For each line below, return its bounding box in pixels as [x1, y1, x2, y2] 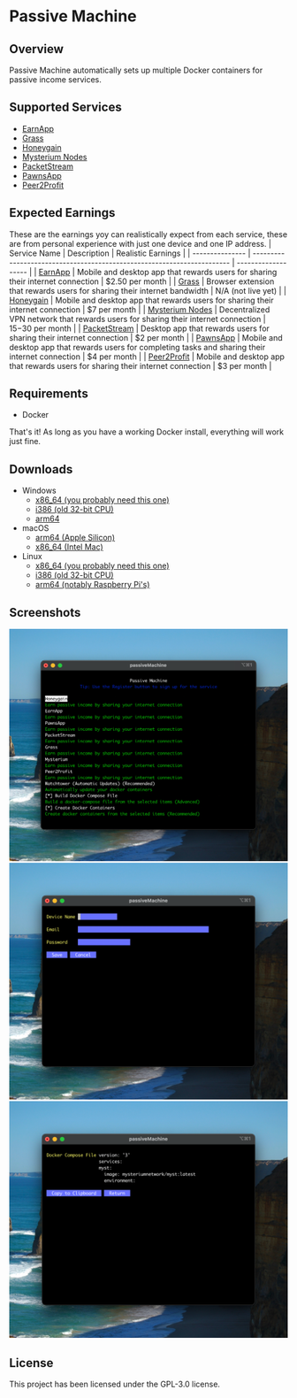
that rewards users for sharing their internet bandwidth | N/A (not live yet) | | [9, 285, 287, 296]
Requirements [9, 387, 88, 402]
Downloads [9, 462, 73, 477]
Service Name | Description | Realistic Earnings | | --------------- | [9, 248, 251, 258]
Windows [21, 485, 57, 496]
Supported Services [9, 100, 122, 115]
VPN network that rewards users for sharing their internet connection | [9, 313, 267, 324]
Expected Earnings [9, 205, 116, 220]
